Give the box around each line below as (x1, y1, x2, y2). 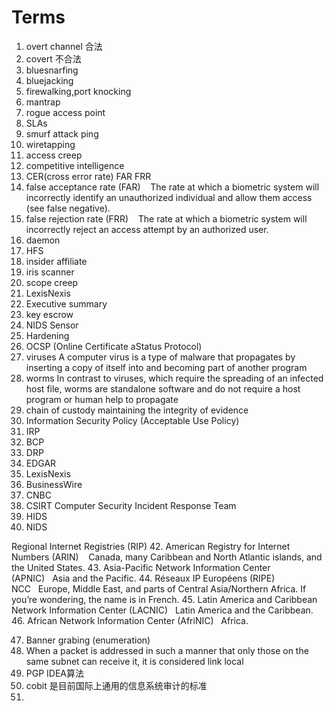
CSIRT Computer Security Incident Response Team (25, 499, 237, 511)
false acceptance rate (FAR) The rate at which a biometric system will (25, 181, 320, 193)
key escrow (25, 308, 74, 320)
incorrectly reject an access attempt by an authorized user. (25, 223, 269, 235)
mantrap (25, 96, 61, 108)
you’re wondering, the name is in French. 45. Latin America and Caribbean (11, 593, 318, 605)
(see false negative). (25, 202, 111, 214)
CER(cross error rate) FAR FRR (25, 170, 152, 182)
